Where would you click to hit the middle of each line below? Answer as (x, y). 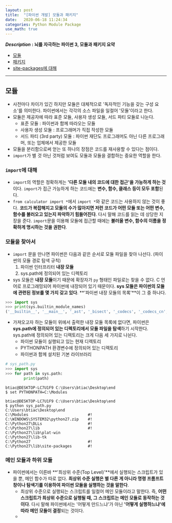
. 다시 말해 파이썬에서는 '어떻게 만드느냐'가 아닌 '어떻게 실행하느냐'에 (97, 504)
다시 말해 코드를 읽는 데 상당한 (128, 214)
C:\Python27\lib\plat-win (33, 433)
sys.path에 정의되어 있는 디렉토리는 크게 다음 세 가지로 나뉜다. (75, 335)
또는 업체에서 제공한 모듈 (52, 142)
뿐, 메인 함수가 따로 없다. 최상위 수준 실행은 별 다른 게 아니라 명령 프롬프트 (91, 478)
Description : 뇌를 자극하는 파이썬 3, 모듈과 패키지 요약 (60, 45)
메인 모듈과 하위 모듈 (29, 460)
